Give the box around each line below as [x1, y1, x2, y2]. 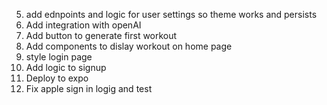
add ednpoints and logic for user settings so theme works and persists [25, 9, 318, 20]
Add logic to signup [25, 62, 107, 73]
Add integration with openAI [25, 19, 142, 31]
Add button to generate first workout [25, 30, 178, 41]
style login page [25, 51, 93, 63]
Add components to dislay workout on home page [25, 40, 233, 52]
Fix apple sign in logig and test [25, 83, 153, 94]
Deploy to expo [25, 72, 89, 84]
